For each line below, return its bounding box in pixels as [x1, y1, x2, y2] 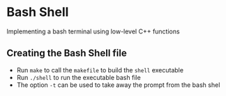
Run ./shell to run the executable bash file [16, 73, 141, 81]
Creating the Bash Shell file [6, 47, 127, 59]
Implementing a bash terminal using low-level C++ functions [6, 27, 180, 35]
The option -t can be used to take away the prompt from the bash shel [16, 81, 220, 89]
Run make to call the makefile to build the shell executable [16, 65, 184, 74]
